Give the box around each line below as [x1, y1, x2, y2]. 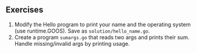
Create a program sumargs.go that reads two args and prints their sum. [14, 33, 190, 41]
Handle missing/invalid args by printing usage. [14, 40, 131, 47]
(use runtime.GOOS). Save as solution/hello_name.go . [14, 27, 150, 34]
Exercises [5, 5, 44, 15]
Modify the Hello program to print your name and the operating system [14, 20, 191, 28]
